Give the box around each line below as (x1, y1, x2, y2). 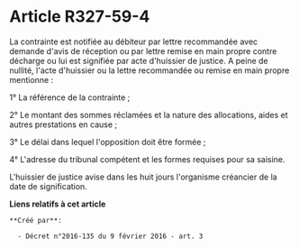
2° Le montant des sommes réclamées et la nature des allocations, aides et (9, 109, 288, 120)
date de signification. (9, 180, 87, 191)
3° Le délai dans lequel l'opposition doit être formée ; (9, 136, 206, 147)
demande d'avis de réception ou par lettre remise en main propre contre (9, 45, 277, 56)
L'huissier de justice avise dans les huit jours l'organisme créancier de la (9, 171, 277, 182)
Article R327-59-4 (9, 6, 150, 27)
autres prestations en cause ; (9, 119, 118, 130)
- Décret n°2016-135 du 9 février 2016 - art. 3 (17, 232, 204, 241)
